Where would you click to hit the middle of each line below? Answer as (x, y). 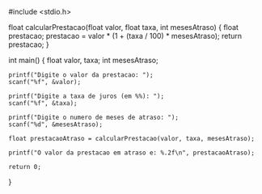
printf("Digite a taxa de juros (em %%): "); (86, 96)
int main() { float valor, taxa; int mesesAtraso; (84, 60)
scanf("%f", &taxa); (43, 103)
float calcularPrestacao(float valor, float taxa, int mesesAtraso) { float (123, 27)
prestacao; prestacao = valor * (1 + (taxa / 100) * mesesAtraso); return (125, 36)
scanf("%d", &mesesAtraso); (56, 124)
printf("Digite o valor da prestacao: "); (81, 75)
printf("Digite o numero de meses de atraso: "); (94, 117)
